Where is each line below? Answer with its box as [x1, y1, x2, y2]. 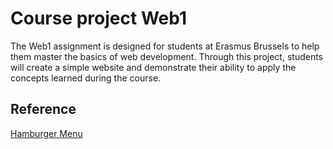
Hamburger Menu [10, 127, 83, 139]
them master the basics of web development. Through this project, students [10, 50, 323, 62]
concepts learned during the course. [10, 72, 162, 84]
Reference [10, 101, 77, 118]
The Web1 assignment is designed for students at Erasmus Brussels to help [10, 40, 320, 52]
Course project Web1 [10, 7, 187, 30]
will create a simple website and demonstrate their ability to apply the [10, 61, 297, 73]
